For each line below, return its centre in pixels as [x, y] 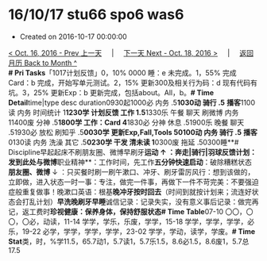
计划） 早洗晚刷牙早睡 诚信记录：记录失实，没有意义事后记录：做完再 [147, 202]
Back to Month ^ [50, 63]
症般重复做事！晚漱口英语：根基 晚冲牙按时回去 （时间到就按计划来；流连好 [130, 191]
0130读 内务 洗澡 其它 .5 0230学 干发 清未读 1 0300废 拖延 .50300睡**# [124, 142]
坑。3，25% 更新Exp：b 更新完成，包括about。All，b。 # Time [111, 92]
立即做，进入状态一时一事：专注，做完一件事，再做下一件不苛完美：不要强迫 [133, 182]
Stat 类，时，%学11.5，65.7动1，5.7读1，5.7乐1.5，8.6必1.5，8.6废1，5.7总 [129, 241]
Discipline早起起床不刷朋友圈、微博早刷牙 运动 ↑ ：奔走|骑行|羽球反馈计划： [132, 152]
